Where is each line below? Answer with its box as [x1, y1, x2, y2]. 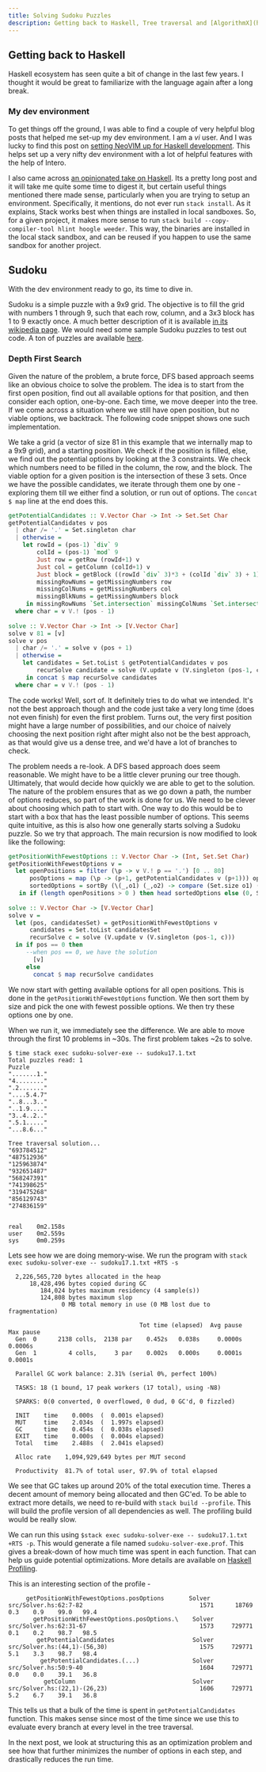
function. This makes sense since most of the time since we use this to [8, 1713, 239, 1723]
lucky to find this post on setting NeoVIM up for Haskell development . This [8, 140, 251, 151]
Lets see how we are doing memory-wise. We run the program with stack [8, 1250, 248, 1260]
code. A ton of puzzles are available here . [8, 334, 144, 343]
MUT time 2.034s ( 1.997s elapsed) [15, 1418, 165, 1426]
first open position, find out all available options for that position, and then [8, 388, 249, 397]
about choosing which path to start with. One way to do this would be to [8, 803, 243, 813]
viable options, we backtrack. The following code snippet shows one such [8, 413, 250, 423]
